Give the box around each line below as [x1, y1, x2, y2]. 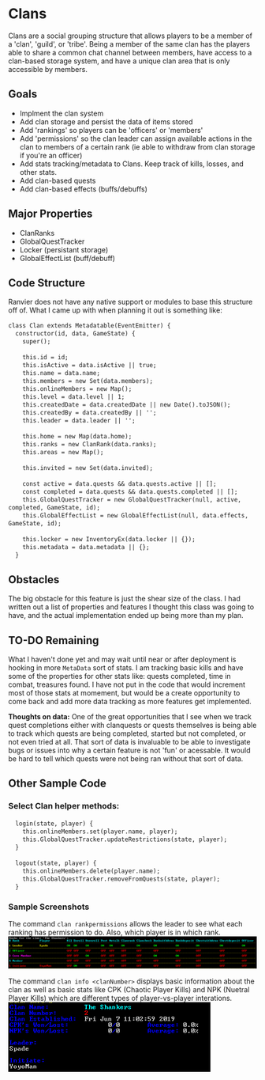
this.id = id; [22, 354, 69, 362]
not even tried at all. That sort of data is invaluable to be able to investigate [8, 737, 251, 746]
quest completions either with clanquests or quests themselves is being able [8, 721, 257, 729]
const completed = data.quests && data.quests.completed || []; [22, 488, 238, 496]
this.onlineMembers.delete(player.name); [22, 867, 160, 875]
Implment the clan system [19, 108, 104, 118]
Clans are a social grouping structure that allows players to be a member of [8, 31, 253, 40]
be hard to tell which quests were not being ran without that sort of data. [8, 754, 244, 764]
